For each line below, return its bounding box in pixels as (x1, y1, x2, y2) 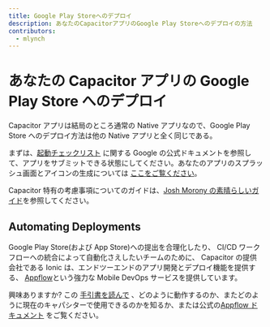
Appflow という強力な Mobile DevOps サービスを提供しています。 (24, 273, 242, 282)
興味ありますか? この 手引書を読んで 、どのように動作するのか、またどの (8, 290, 253, 299)
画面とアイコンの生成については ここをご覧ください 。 (22, 168, 202, 179)
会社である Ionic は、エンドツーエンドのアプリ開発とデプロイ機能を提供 (8, 263, 249, 272)
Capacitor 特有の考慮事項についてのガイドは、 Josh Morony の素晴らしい (8, 186, 253, 196)
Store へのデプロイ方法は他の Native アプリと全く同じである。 (8, 131, 217, 140)
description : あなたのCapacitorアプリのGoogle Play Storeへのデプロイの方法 (8, 19, 253, 28)
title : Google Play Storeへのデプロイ (8, 11, 132, 20)
